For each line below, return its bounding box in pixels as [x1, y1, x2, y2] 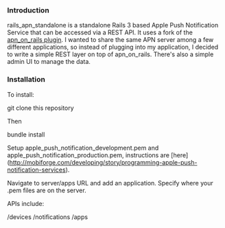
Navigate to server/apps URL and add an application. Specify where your [7, 179, 214, 187]
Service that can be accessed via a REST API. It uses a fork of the [7, 28, 193, 36]
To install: [7, 90, 34, 98]
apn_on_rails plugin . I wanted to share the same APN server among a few [7, 36, 214, 44]
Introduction [7, 5, 49, 15]
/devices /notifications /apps [7, 212, 88, 221]
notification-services [7, 166, 67, 174]
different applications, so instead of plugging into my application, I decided [7, 43, 219, 52]
